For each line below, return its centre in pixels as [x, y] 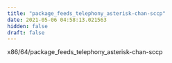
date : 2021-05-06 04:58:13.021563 [57, 20]
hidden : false [28, 26]
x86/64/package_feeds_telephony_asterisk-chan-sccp [85, 52]
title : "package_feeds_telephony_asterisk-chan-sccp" [87, 13]
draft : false [26, 33]
